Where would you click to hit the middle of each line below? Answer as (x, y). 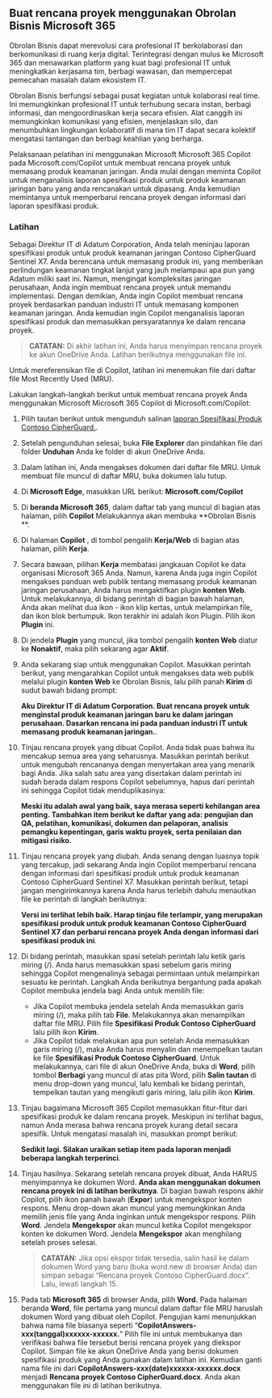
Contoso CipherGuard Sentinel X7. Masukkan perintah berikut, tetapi (134, 882)
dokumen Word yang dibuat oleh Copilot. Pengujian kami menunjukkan (138, 1317)
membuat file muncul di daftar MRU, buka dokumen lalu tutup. (124, 476)
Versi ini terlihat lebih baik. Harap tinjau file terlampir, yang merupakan (142, 915)
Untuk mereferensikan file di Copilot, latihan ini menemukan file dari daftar (133, 371)
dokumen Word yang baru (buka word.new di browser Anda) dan (149, 1267)
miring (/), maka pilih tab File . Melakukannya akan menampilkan (139, 1015)
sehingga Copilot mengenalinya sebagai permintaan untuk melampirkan (140, 973)
